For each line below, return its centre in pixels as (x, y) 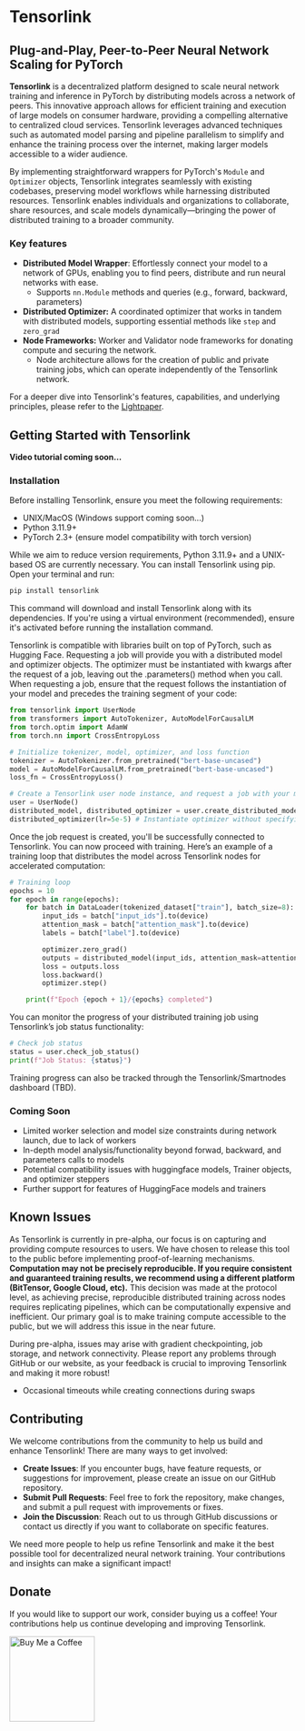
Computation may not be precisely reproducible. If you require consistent (151, 1268)
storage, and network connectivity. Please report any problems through (143, 1354)
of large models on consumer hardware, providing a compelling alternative (149, 115)
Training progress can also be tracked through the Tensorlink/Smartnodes (148, 1077)
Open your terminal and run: (62, 574)
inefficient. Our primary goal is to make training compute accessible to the (148, 1316)
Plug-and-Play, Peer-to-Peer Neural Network (139, 50)
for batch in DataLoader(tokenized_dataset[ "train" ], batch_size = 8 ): (160, 908)
